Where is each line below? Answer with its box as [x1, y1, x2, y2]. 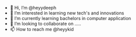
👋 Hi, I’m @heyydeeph [10, 5, 57, 10]
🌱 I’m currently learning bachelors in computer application [10, 15, 131, 21]
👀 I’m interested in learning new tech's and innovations [10, 10, 124, 16]
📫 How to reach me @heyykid [10, 26, 74, 32]
